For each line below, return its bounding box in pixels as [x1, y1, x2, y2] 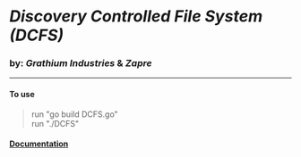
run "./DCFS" [30, 118, 80, 128]
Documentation [9, 138, 69, 149]
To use [9, 89, 36, 100]
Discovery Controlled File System [9, 6, 262, 27]
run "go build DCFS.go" [30, 109, 118, 120]
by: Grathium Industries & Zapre [9, 57, 152, 70]
